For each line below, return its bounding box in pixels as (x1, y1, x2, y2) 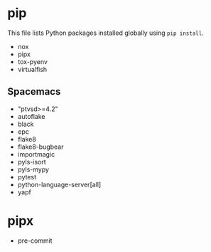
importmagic (17, 149, 55, 158)
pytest (17, 172, 37, 181)
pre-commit (17, 236, 53, 245)
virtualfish (17, 65, 48, 73)
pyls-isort (17, 157, 46, 166)
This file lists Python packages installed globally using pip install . (7, 28, 204, 37)
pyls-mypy (17, 165, 50, 174)
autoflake (17, 112, 45, 120)
